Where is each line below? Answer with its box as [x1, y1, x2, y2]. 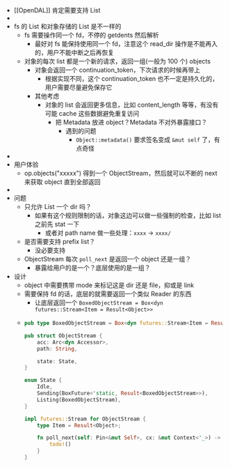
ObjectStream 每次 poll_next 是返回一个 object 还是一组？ [24, 255, 192, 263]
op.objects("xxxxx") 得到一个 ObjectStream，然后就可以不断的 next [24, 169, 217, 177]
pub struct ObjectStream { [24, 332, 103, 339]
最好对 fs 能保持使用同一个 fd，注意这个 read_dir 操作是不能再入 [34, 40, 218, 47]
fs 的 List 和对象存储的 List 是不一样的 [13, 22, 122, 30]
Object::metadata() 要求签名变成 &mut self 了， [76, 135, 214, 144]
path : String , [37, 345, 78, 352]
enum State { [24, 377, 63, 384]
